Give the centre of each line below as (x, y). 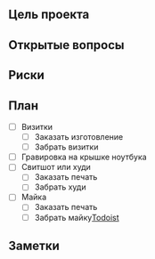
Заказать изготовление (79, 137)
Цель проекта (49, 15)
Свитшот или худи (56, 167)
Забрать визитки (66, 147)
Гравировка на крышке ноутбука (84, 157)
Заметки (34, 246)
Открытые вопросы (66, 45)
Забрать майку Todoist (77, 217)
